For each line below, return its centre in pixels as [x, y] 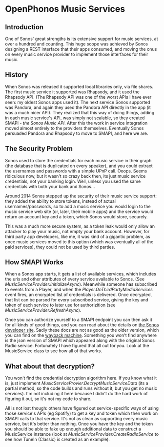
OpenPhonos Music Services [65, 9]
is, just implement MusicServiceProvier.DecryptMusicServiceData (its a [77, 383]
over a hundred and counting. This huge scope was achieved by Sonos [76, 44]
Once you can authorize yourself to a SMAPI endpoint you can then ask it [79, 320]
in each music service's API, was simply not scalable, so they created [75, 118]
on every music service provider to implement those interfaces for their [77, 54]
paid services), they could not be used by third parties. [60, 247]
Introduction [24, 27]
